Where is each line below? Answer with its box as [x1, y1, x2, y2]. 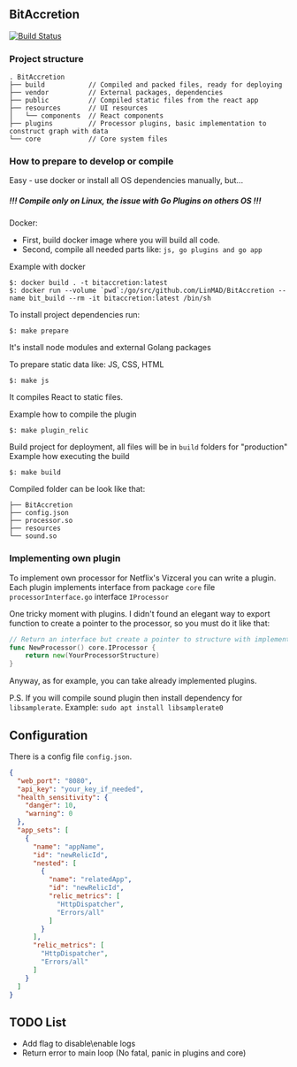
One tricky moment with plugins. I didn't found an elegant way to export [9, 608, 270, 618]
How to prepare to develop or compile [9, 155, 174, 167]
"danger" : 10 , [25, 801, 77, 810]
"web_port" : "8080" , [17, 776, 93, 786]
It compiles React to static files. [9, 392, 124, 403]
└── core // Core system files [9, 134, 168, 144]
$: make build [9, 468, 62, 477]
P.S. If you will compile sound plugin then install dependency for [9, 693, 243, 703]
